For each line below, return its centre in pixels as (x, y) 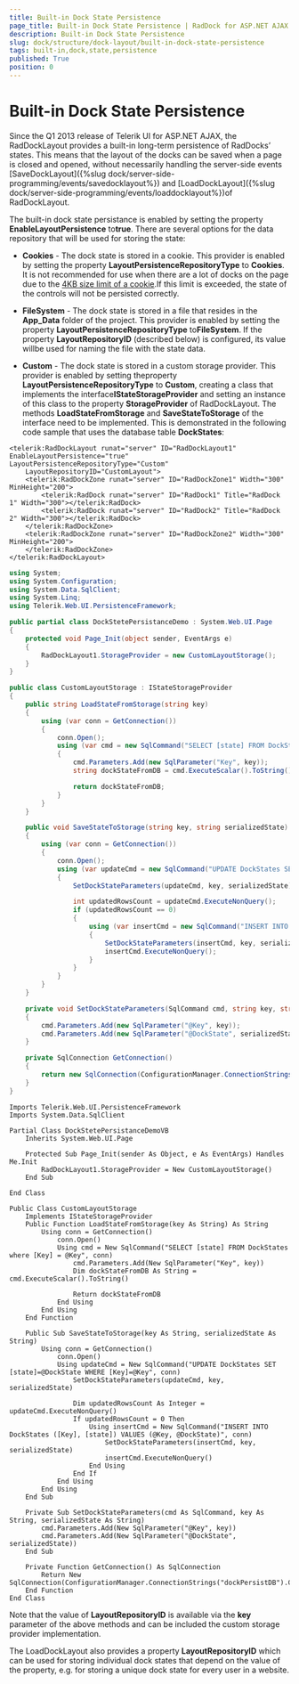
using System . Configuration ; (63, 581)
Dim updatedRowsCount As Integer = (138, 1403)
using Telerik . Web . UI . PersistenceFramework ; (93, 606)
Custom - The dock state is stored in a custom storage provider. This (149, 365)
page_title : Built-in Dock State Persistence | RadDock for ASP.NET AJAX (149, 26)
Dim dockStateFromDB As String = (135, 1271)
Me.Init (24, 1162)
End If (85, 1473)
